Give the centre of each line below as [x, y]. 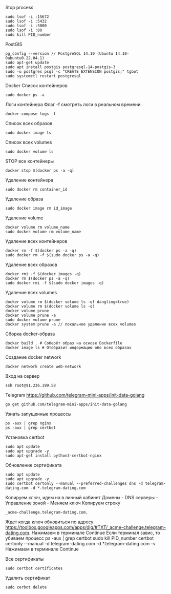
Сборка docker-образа [30, 334]
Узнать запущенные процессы [38, 414]
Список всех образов [29, 123]
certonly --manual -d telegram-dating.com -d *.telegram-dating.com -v [81, 544]
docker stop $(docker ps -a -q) [40, 171]
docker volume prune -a [31, 315]
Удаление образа [24, 199]
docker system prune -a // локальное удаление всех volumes [71, 324]
